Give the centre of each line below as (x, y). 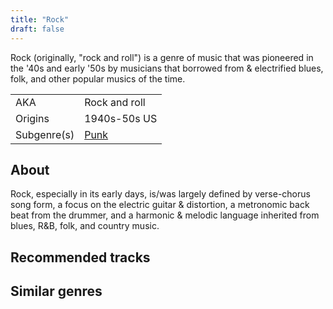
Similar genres (56, 291)
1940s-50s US (121, 118)
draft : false (37, 29)
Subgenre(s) (45, 134)
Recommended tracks (80, 257)
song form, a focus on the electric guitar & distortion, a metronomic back (160, 205)
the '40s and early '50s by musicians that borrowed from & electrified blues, (167, 68)
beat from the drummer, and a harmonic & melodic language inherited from (165, 215)
